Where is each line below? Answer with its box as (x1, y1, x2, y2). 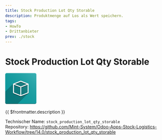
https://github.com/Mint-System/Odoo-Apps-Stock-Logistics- (29, 124, 157, 130)
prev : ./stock (5, 34, 35, 39)
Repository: (5, 124, 29, 130)
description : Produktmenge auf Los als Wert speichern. (5, 13, 124, 18)
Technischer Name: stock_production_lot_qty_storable (5, 118, 121, 124)
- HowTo (5, 24, 21, 29)
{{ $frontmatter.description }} (5, 109, 66, 115)
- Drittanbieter (5, 29, 39, 34)
